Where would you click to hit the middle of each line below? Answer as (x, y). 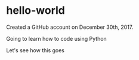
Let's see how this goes (35, 50)
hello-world (36, 10)
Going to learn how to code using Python (57, 38)
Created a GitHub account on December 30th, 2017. (70, 27)
